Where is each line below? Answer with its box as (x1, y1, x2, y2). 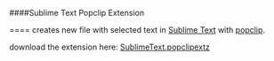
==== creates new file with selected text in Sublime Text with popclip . (9, 25, 265, 34)
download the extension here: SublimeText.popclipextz (9, 42, 211, 52)
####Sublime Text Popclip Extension (9, 8, 145, 18)
